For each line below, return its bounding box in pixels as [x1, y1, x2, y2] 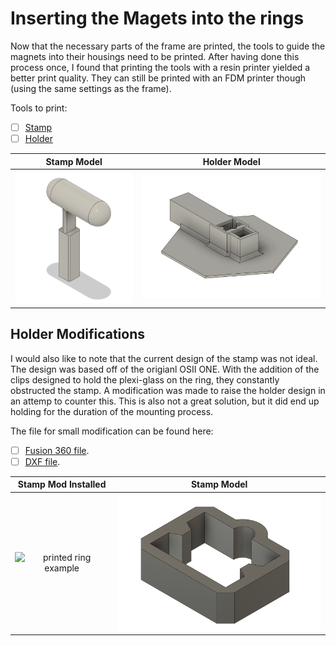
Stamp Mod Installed [17, 478, 107, 491]
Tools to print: [10, 102, 68, 114]
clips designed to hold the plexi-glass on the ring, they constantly [10, 373, 280, 386]
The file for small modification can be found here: [10, 425, 214, 437]
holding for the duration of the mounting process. [10, 405, 214, 417]
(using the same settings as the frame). [10, 82, 172, 94]
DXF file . [24, 455, 61, 467]
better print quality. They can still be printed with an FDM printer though [10, 72, 307, 84]
